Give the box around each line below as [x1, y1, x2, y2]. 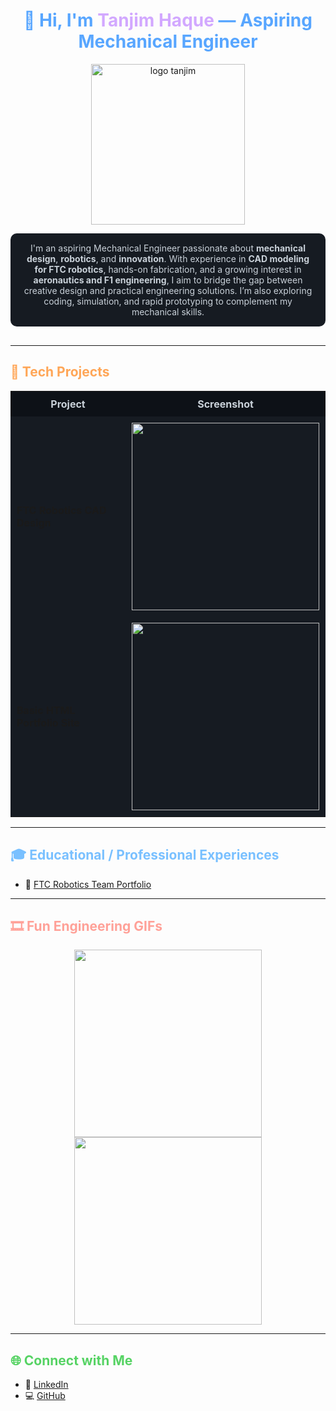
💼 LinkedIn [24, 1379, 69, 1391]
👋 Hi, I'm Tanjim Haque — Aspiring [23, 9, 313, 32]
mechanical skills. [131, 305, 205, 318]
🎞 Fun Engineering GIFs [10, 917, 163, 934]
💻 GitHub [24, 1390, 66, 1402]
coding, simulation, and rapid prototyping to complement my [43, 295, 293, 307]
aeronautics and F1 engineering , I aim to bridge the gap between [33, 274, 303, 286]
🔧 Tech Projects [10, 364, 110, 381]
